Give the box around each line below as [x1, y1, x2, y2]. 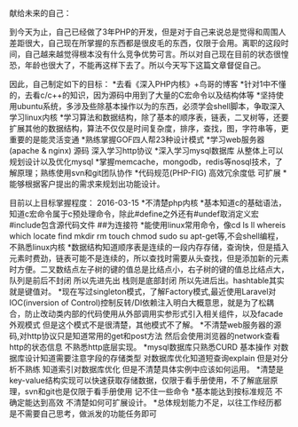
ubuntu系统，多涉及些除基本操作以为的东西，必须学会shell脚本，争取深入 [16, 101, 286, 111]
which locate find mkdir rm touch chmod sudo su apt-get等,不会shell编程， [9, 231, 284, 241]
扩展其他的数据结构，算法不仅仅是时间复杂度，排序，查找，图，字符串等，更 [9, 123, 289, 133]
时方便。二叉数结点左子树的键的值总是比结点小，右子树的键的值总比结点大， [9, 265, 289, 274]
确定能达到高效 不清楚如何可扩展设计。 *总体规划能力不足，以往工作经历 [9, 398, 274, 407]
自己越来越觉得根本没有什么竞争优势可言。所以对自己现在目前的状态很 [24, 49, 281, 59]
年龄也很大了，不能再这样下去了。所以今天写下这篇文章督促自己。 [24, 60, 266, 70]
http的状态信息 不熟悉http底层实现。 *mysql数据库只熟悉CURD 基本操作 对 [9, 342, 281, 352]
